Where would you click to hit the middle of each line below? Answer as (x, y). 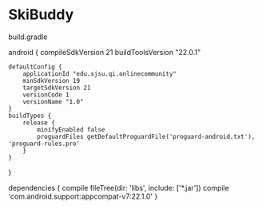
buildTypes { (30, 116)
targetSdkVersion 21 (57, 88)
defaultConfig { (35, 67)
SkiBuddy (41, 15)
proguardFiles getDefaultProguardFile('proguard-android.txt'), (146, 136)
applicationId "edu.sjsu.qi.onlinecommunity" (100, 73)
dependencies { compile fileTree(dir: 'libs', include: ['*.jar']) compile (119, 187)
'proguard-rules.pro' (44, 144)
